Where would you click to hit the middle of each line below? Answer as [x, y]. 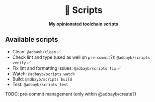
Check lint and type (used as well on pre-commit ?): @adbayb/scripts [81, 57]
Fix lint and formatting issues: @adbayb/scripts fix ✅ [67, 68]
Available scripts [32, 40]
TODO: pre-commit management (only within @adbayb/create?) [71, 94]
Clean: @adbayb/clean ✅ [37, 51]
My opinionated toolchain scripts [83, 24]
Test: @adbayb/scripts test [40, 84]
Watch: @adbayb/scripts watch [43, 74]
